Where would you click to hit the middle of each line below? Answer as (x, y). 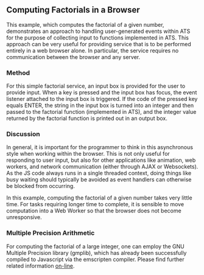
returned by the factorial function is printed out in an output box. (87, 119)
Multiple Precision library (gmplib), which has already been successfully (97, 252)
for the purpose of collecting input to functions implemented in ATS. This (97, 37)
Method (18, 72)
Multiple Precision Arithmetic (51, 233)
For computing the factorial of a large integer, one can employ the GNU (95, 246)
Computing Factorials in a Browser (73, 10)
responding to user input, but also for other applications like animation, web (101, 160)
